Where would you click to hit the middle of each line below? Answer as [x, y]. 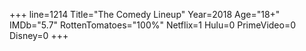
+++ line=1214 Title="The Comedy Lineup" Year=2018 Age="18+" [145, 14]
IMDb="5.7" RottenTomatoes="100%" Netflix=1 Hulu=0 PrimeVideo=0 [153, 25]
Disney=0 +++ [39, 35]
